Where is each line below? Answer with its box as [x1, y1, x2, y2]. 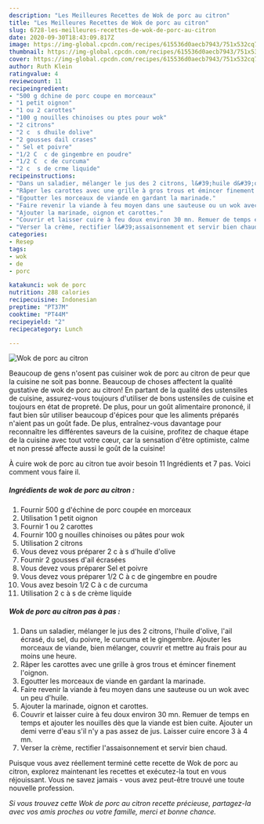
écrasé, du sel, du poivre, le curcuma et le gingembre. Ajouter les [20, 635, 232, 644]
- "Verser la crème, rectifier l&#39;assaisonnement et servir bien [9, 223, 237, 232]
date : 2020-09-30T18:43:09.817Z [9, 33, 114, 42]
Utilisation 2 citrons [20, 539, 83, 548]
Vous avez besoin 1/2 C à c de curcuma [20, 580, 148, 590]
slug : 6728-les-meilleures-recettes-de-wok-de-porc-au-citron [9, 26, 216, 34]
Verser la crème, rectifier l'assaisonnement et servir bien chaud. [20, 743, 228, 753]
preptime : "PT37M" [9, 303, 69, 311]
